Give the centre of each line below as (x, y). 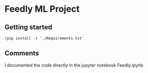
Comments (22, 53)
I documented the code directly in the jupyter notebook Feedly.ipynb (74, 65)
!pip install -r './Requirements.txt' (44, 38)
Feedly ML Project (42, 9)
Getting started (29, 27)
